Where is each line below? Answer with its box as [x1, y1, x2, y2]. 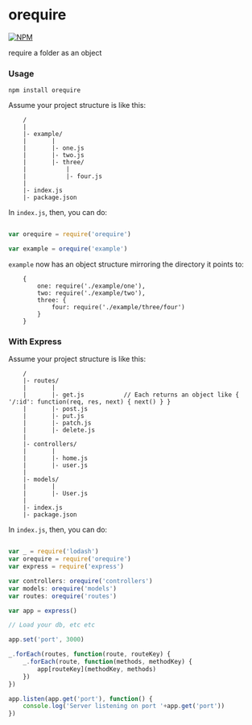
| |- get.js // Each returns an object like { [23, 391, 240, 400]
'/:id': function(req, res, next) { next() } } [8, 398, 171, 406]
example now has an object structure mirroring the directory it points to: [8, 259, 244, 269]
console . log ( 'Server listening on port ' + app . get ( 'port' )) [23, 702, 225, 710]
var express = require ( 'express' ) [8, 562, 125, 571]
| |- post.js [23, 405, 89, 413]
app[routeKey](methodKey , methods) [37, 665, 157, 673]
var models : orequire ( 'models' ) [8, 584, 117, 593]
